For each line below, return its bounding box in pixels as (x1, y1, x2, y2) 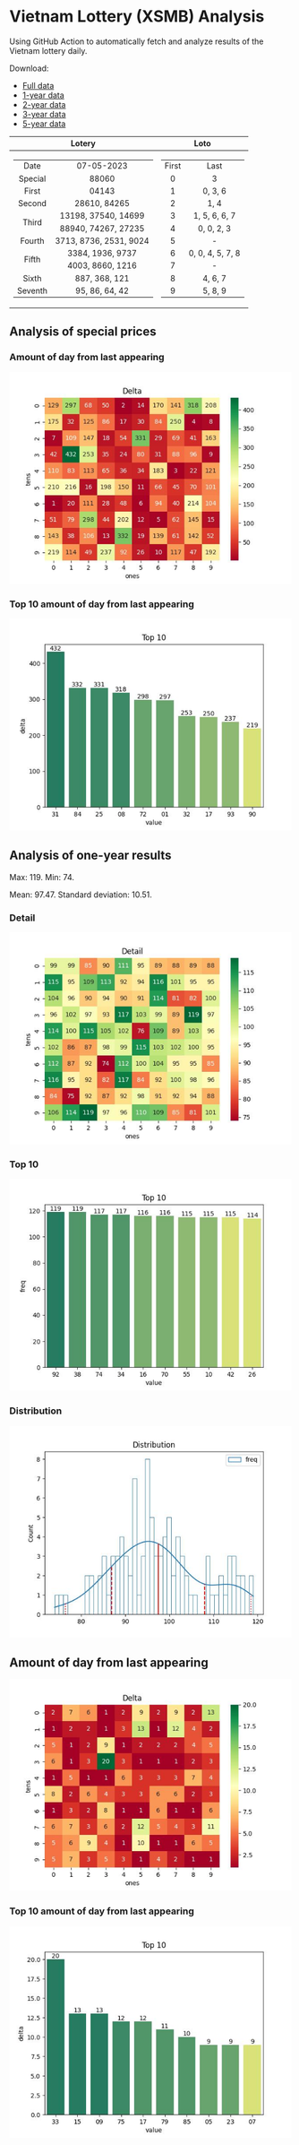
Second (17, 198, 47, 209)
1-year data (21, 90, 64, 100)
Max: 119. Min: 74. (9, 871, 74, 882)
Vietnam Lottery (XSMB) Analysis (9, 6, 265, 27)
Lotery (70, 138, 96, 149)
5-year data (21, 118, 66, 129)
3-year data (21, 108, 66, 119)
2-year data (21, 99, 66, 109)
